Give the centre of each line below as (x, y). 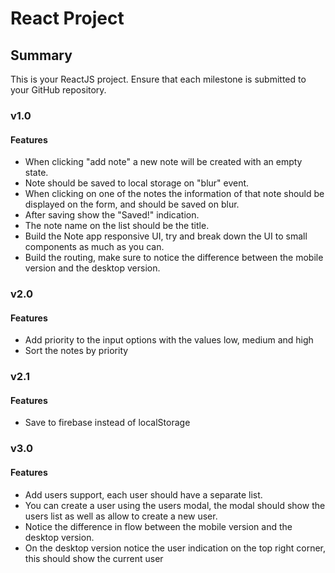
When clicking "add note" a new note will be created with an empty (163, 162)
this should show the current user (94, 558)
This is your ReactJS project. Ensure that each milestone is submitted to (158, 79)
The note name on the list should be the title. (117, 226)
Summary (41, 55)
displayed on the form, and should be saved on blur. (132, 204)
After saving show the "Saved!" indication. (112, 215)
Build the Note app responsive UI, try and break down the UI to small (166, 236)
